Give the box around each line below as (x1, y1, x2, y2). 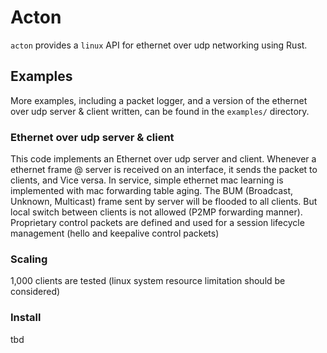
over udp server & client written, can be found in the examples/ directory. (10, 105, 310, 117)
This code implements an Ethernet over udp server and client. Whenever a (10, 153, 317, 165)
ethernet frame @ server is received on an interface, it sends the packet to (10, 164, 318, 176)
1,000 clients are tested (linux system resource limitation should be (10, 275, 286, 287)
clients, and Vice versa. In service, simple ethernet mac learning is (10, 174, 284, 186)
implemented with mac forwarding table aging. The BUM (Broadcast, (10, 185, 294, 197)
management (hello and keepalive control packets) (10, 227, 220, 240)
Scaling (10, 252, 48, 266)
